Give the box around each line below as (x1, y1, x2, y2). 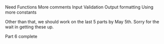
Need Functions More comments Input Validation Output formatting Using (5, 4, 154, 10)
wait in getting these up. (5, 24, 54, 30)
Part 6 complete (5, 34, 38, 39)
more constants (5, 9, 37, 15)
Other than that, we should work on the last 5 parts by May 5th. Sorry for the (5, 19, 160, 24)
